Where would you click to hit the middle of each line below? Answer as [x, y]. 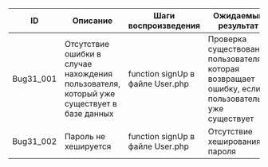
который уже [90, 93]
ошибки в [83, 54]
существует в [91, 104]
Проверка [227, 39]
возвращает [231, 79]
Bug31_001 [35, 79]
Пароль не [85, 136]
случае [78, 64]
